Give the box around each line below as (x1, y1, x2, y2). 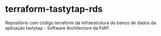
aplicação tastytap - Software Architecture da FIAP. (5, 25, 110, 31)
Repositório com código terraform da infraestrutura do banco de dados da (5, 20, 157, 26)
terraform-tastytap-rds (5, 3, 103, 15)
